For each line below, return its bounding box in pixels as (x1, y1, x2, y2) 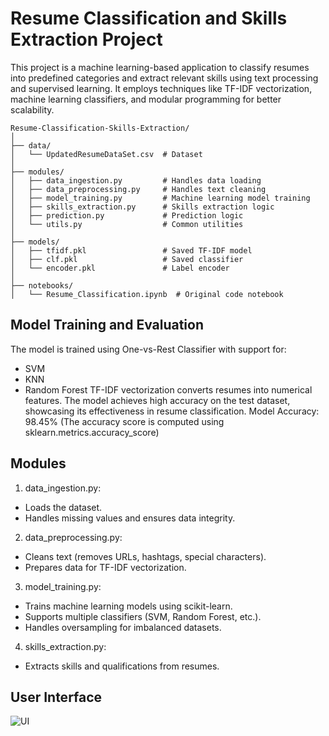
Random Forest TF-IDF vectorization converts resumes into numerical (24, 383, 313, 396)
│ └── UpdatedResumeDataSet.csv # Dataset (10, 149, 203, 159)
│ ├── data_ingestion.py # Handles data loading (10, 175, 262, 186)
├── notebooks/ (10, 280, 74, 291)
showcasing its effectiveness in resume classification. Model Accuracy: (24, 405, 320, 417)
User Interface (10, 688, 103, 706)
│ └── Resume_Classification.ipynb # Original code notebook (10, 289, 284, 299)
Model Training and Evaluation (10, 317, 205, 334)
